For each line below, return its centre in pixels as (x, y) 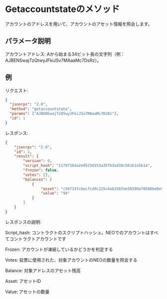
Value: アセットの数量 (27, 292)
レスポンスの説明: (23, 222)
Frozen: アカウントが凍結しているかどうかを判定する (59, 249)
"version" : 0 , (38, 161)
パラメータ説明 (28, 41)
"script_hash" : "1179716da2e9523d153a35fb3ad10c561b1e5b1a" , (88, 166)
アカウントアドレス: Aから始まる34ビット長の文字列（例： (65, 54)
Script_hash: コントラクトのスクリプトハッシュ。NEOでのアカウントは (78, 232)
